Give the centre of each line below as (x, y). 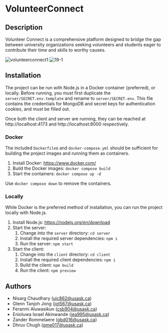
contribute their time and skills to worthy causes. (56, 50)
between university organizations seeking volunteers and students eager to (83, 45)
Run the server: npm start (47, 244)
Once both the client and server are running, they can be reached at (75, 119)
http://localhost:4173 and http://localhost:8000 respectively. (67, 124)
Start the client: (28, 249)
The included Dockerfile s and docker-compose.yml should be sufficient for (81, 148)
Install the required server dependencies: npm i (69, 239)
